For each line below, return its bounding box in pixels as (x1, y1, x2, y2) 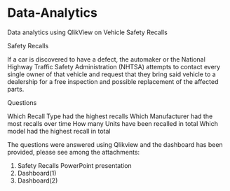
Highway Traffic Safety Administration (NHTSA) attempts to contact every (7, 62, 221, 71)
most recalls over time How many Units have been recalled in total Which (7, 119, 219, 127)
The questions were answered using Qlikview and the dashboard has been (7, 140, 223, 148)
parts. (7, 85, 25, 93)
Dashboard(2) (17, 176, 58, 185)
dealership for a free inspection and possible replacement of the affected (7, 77, 219, 85)
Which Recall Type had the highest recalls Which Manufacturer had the (7, 112, 213, 120)
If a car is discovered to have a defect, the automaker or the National (7, 55, 205, 64)
